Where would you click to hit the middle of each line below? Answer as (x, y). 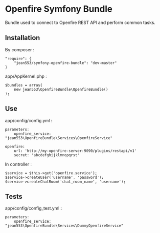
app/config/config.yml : (29, 120)
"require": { (18, 59)
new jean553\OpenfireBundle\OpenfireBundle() (61, 89)
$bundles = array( (24, 85)
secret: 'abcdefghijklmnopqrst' (47, 155)
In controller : (18, 164)
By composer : (20, 49)
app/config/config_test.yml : (34, 208)
